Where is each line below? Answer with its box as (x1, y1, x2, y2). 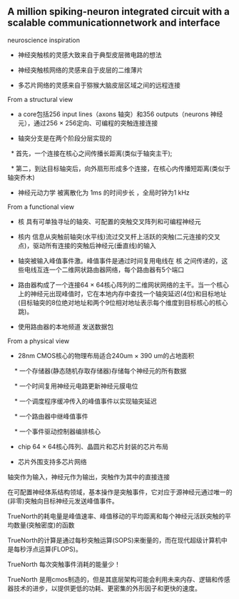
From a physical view (7, 337, 70, 345)
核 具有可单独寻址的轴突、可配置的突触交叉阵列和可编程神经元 (17, 217, 201, 225)
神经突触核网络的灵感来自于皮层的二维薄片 (17, 66, 143, 74)
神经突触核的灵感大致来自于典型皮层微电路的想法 (17, 50, 162, 59)
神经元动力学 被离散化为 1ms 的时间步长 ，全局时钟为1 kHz (17, 188, 190, 197)
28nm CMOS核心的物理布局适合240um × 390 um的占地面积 (17, 351, 195, 359)
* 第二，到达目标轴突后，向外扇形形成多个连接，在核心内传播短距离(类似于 (10, 164, 230, 173)
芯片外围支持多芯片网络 (17, 457, 87, 466)
